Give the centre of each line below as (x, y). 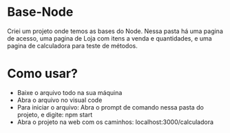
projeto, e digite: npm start (55, 114)
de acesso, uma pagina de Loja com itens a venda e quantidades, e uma (109, 38)
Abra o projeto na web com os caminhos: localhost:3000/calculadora (115, 122)
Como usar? (42, 74)
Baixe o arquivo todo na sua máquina (70, 92)
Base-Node (40, 12)
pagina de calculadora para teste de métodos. (72, 45)
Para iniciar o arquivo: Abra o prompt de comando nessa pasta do (111, 107)
